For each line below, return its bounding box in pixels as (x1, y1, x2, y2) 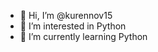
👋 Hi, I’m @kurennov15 (19, 10, 113, 21)
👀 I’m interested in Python (19, 20, 127, 32)
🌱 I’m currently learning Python (19, 31, 148, 42)
